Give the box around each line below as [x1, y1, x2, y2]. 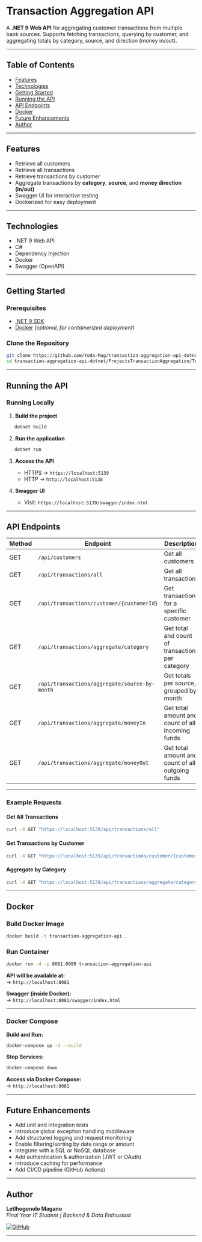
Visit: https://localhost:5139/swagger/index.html [23, 498, 148, 506]
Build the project [14, 412, 58, 419]
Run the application [14, 434, 65, 442]
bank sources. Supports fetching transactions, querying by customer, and [6, 30, 189, 37]
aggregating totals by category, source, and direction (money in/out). [6, 37, 177, 44]
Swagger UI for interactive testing [14, 191, 99, 199]
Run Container [6, 948, 49, 956]
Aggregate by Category [6, 866, 67, 873]
